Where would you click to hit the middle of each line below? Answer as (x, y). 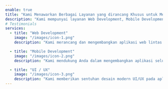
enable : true (19, 10)
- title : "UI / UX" (30, 70)
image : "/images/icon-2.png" (44, 56)
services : (15, 28)
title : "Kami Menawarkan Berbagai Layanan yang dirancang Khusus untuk (81, 14)
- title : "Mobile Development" (42, 51)
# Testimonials (21, 24)
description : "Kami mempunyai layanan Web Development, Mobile (72, 19)
